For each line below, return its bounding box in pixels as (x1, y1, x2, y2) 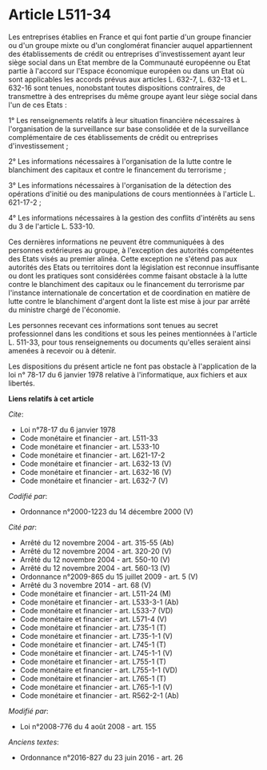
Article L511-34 (8, 6, 112, 24)
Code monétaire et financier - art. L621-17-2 (19, 450, 165, 460)
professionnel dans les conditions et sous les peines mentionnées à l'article (8, 329, 257, 338)
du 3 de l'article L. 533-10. (8, 221, 95, 231)
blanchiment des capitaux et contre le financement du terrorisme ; (8, 165, 226, 174)
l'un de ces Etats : (8, 100, 67, 110)
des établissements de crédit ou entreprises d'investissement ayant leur (8, 49, 245, 58)
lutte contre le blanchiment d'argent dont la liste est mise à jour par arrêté (8, 296, 250, 305)
